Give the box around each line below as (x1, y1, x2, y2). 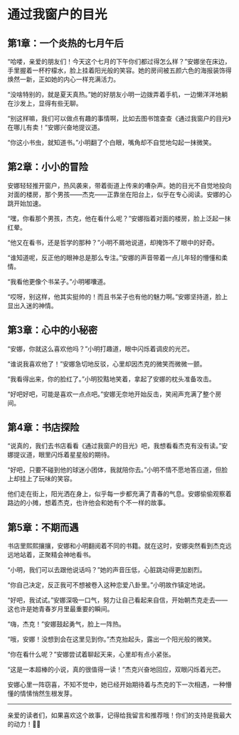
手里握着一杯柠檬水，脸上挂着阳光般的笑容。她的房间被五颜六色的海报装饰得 (7, 66, 232, 75)
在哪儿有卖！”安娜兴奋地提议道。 (7, 123, 105, 132)
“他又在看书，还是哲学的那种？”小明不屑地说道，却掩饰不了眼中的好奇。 (7, 238, 219, 246)
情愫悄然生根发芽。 (19, 689, 76, 698)
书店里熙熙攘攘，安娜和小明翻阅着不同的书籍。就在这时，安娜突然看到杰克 (7, 541, 225, 550)
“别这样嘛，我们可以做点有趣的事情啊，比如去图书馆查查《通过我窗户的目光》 (7, 115, 231, 122)
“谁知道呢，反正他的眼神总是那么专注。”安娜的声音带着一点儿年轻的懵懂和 (7, 253, 222, 262)
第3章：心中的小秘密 (7, 324, 98, 337)
